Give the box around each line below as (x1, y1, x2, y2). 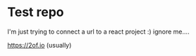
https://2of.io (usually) (7, 41, 72, 49)
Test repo (7, 4, 64, 20)
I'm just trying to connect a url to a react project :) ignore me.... (7, 27, 190, 36)
